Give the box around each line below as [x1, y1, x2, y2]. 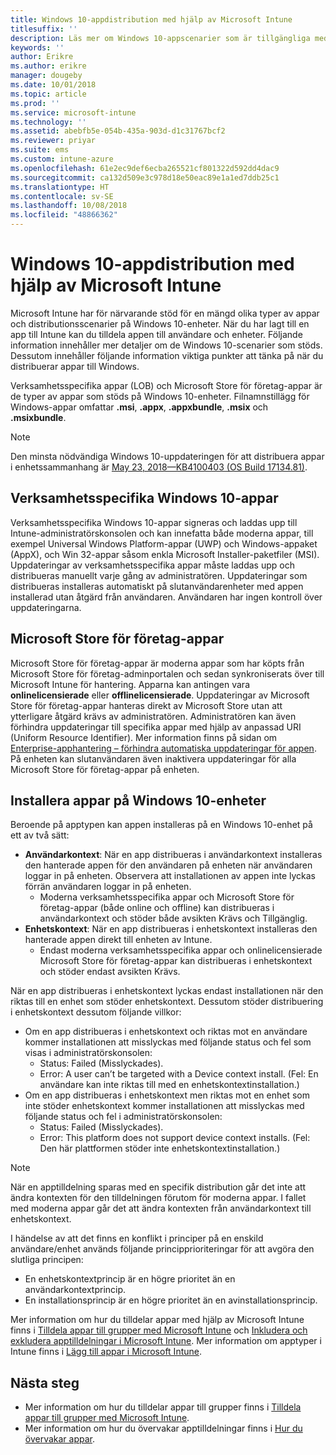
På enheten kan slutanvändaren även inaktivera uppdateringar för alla [10, 752, 297, 765]
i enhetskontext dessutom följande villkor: [10, 1006, 182, 1018]
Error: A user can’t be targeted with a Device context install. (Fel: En [39, 1068, 319, 1080]
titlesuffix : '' [10, 24, 78, 34]
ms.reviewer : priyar [10, 136, 97, 146]
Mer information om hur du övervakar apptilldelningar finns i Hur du [24, 1422, 303, 1435]
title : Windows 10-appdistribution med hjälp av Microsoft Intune [10, 14, 293, 25]
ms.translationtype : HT [10, 182, 110, 192]
